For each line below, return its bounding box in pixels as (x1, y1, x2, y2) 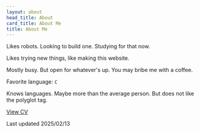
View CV (6, 108, 29, 116)
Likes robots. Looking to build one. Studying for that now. (6, 43, 150, 50)
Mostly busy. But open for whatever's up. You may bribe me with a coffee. (6, 66, 193, 74)
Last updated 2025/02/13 (6, 120, 70, 128)
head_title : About (6, 15, 53, 21)
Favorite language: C (6, 78, 58, 85)
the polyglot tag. (6, 96, 48, 104)
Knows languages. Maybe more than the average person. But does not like (6, 90, 194, 98)
